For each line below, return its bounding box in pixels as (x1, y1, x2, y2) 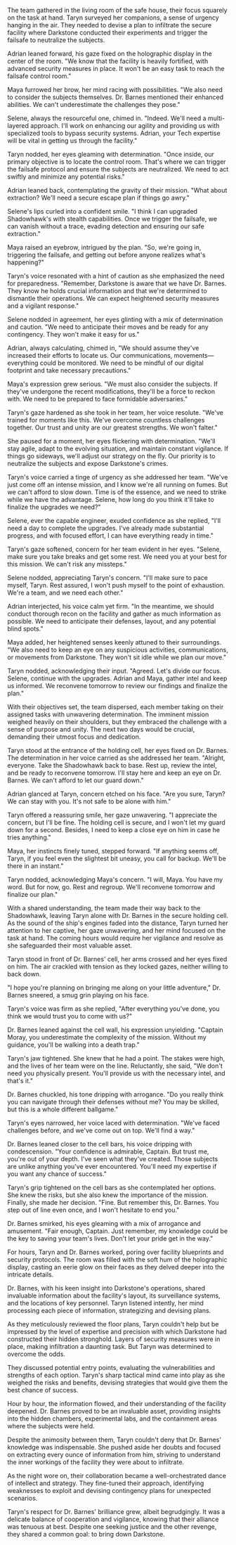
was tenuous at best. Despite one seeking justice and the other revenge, (7, 1523, 217, 1531)
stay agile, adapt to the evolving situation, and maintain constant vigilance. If (7, 444, 229, 453)
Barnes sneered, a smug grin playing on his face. (7, 991, 150, 999)
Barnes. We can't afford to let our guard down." (7, 776, 144, 784)
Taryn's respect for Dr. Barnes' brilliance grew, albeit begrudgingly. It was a (7, 1508, 225, 1515)
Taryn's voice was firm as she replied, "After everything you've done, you (7, 1004, 220, 1013)
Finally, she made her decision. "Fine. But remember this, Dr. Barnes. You (7, 1198, 219, 1206)
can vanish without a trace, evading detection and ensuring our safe (7, 222, 205, 231)
